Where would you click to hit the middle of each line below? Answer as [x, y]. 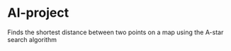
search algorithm [32, 39]
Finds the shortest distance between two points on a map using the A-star [115, 32]
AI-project [38, 13]
